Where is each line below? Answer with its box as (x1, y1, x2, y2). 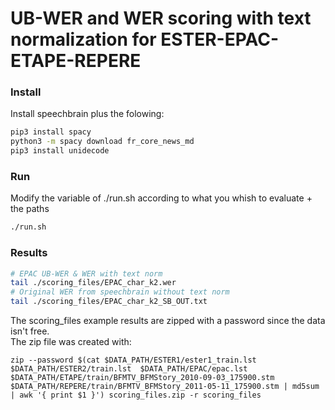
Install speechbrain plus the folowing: (10, 108, 165, 120)
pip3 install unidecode (10, 146, 110, 156)
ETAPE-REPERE (10, 50, 142, 72)
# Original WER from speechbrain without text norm (10, 287, 230, 297)
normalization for (10, 28, 157, 51)
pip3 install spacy (10, 127, 92, 137)
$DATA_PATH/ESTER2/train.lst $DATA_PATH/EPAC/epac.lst (10, 364, 248, 374)
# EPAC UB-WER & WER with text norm (10, 268, 163, 279)
